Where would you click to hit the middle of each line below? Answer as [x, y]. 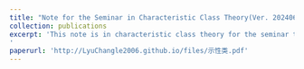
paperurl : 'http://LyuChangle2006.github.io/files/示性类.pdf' [129, 51]
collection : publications [58, 26]
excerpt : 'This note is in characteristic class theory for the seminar [149, 34]
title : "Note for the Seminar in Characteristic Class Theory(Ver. [139, 17]
